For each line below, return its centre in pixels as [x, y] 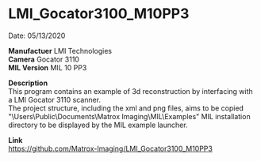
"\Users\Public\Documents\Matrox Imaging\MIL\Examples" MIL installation [130, 116]
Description [28, 83]
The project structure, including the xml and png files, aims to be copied [126, 108]
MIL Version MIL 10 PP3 [48, 67]
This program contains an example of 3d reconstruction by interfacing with [131, 91]
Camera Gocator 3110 [44, 59]
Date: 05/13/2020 [37, 36]
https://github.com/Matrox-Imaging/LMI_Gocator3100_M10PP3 [110, 148]
